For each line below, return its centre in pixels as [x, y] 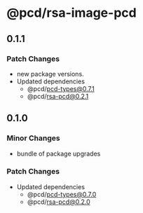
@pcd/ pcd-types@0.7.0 [62, 194]
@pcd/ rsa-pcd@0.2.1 [58, 96]
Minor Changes [33, 138]
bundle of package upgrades [59, 153]
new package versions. [50, 74]
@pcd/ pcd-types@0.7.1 [61, 88]
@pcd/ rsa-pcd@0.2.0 [59, 202]
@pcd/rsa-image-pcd [72, 13]
